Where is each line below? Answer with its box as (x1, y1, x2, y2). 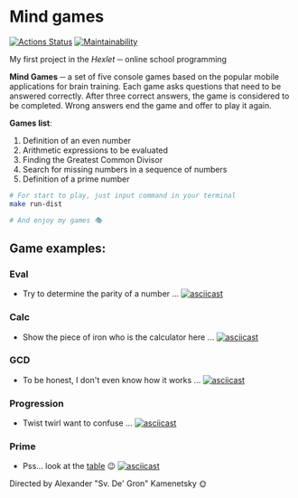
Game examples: (9, 240, 107, 256)
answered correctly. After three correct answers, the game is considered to (9, 90, 290, 101)
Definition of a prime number (22, 174, 130, 184)
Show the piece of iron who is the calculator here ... (22, 332, 215, 343)
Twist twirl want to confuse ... (22, 418, 133, 428)
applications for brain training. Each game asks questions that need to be (9, 80, 282, 91)
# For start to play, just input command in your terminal (9, 191, 237, 200)
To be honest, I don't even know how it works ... (22, 374, 201, 385)
